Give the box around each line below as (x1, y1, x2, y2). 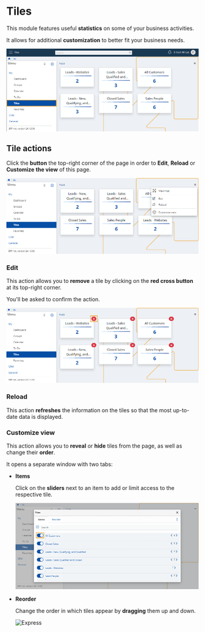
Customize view (6, 428, 56, 437)
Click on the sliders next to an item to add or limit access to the (15, 484, 175, 491)
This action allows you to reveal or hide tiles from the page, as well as (6, 442, 182, 450)
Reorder (15, 595, 37, 603)
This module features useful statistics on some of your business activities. (6, 24, 195, 32)
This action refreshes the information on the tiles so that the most (6, 406, 172, 414)
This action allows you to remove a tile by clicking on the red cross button (6, 277, 193, 285)
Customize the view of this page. (6, 166, 92, 173)
